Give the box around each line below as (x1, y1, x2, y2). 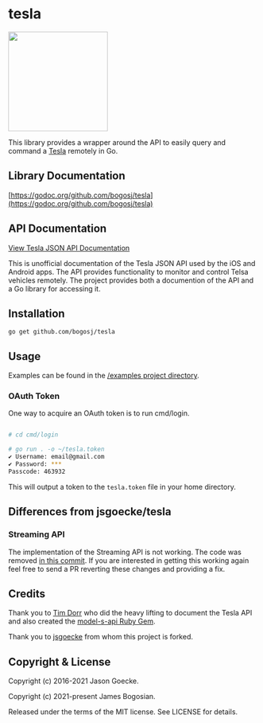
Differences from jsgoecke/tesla (8, 505, 172, 518)
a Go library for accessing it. (8, 283, 101, 293)
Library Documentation (8, 169, 126, 183)
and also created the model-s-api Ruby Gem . (8, 616, 157, 626)
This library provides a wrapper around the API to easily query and (8, 137, 226, 147)
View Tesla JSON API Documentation (8, 243, 130, 252)
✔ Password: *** (8, 460, 62, 468)
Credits (8, 587, 46, 600)
